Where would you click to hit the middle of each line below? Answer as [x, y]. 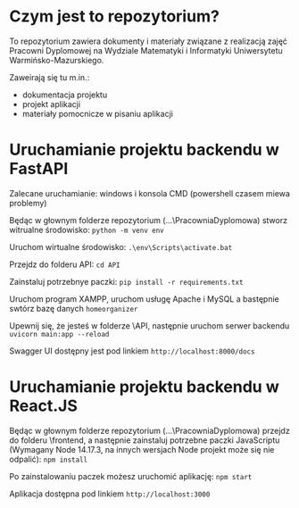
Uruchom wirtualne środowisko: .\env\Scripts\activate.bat [121, 246]
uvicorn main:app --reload [59, 334]
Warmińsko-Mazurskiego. [57, 60]
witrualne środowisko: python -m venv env [87, 229]
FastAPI [39, 169]
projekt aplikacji [51, 104]
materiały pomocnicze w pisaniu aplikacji [98, 113]
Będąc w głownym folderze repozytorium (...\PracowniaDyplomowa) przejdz [149, 430]
